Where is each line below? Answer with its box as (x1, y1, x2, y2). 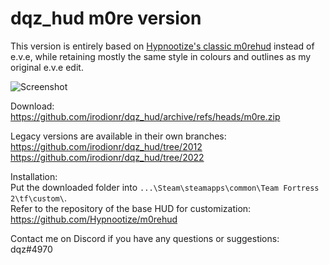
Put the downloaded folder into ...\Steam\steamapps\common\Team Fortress (10, 181, 320, 193)
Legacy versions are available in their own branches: (10, 130, 227, 142)
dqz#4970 (10, 243, 53, 255)
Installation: (10, 170, 58, 182)
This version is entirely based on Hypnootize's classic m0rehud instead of (10, 40, 315, 52)
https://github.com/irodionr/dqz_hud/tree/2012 (10, 140, 203, 152)
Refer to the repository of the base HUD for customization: (10, 202, 252, 214)
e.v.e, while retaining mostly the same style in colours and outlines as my (10, 50, 312, 62)
